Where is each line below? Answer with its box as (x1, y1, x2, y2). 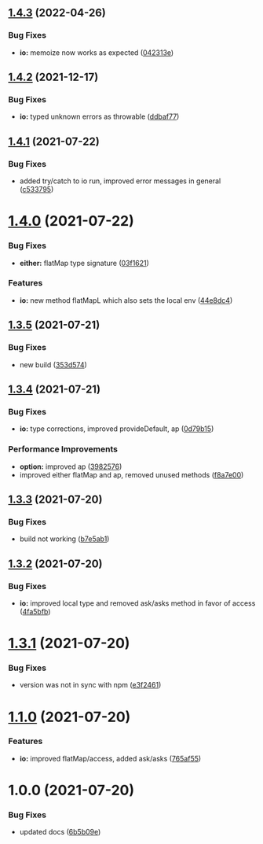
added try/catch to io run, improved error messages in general (19, 176, 221, 186)
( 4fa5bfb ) (19, 606, 51, 616)
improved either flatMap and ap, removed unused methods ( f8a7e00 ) (19, 470, 244, 479)
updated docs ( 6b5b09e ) (19, 827, 101, 837)
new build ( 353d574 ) (19, 359, 88, 369)
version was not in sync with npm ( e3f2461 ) (19, 680, 162, 690)
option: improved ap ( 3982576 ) (19, 462, 122, 471)
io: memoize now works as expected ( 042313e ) (19, 47, 174, 57)
